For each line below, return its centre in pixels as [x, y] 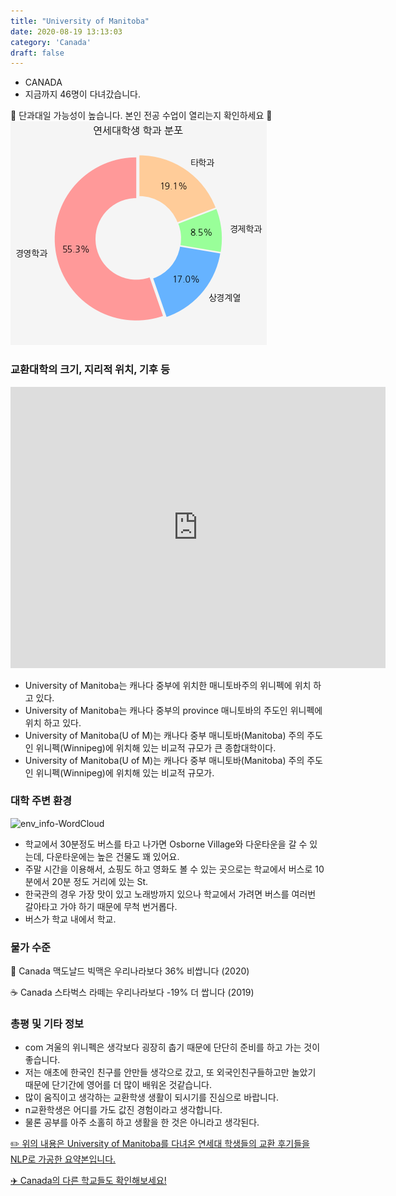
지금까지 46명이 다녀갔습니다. [82, 94]
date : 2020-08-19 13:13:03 [66, 31]
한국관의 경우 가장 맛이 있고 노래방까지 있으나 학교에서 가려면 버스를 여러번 [170, 894]
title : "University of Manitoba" [80, 21]
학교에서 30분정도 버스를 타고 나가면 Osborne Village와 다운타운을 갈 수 [166, 844]
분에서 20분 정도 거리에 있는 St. [86, 881]
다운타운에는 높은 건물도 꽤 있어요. [113, 856]
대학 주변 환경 [41, 801]
